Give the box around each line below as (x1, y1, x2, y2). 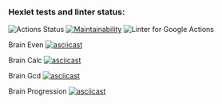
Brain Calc (8, 55, 42, 66)
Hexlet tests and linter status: (8, 6, 125, 18)
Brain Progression (8, 86, 67, 96)
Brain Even (8, 40, 44, 50)
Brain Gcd (8, 71, 42, 81)
